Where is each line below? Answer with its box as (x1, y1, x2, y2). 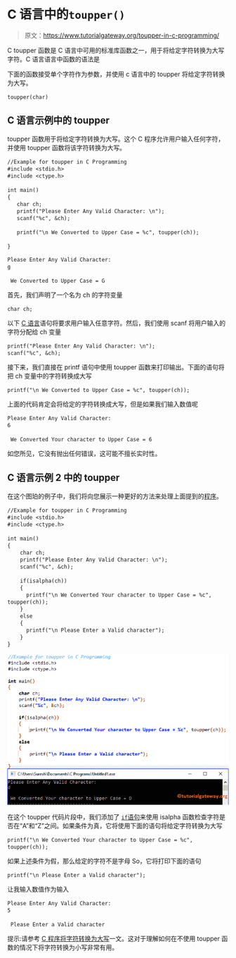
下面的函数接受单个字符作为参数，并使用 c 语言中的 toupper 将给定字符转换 (7, 70, 225, 78)
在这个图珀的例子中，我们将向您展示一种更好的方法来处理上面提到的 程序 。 (7, 491, 223, 501)
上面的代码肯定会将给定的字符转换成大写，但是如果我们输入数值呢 (7, 400, 198, 408)
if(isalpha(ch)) (20, 577, 68, 584)
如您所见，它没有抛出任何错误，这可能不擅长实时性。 (7, 449, 162, 457)
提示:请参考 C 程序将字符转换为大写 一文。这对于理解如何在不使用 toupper (7, 935, 220, 943)
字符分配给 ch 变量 (7, 327, 62, 336)
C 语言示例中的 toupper (7, 114, 110, 127)
